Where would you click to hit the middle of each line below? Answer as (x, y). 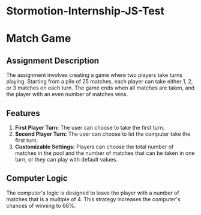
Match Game (39, 39)
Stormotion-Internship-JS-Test (85, 11)
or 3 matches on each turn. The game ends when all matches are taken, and (100, 88)
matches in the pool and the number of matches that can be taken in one (105, 153)
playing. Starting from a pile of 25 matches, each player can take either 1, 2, (100, 82)
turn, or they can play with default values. (66, 159)
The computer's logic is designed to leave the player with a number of (93, 193)
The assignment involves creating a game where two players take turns (94, 75)
